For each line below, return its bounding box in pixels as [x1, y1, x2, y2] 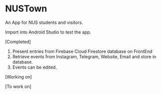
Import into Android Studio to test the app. [5, 29, 91, 35]
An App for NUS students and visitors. [5, 19, 83, 25]
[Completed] [5, 38, 31, 45]
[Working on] [5, 74, 32, 80]
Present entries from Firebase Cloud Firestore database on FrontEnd [12, 48, 153, 54]
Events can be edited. [12, 64, 57, 70]
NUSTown [5, 3, 47, 14]
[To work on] [5, 83, 31, 90]
